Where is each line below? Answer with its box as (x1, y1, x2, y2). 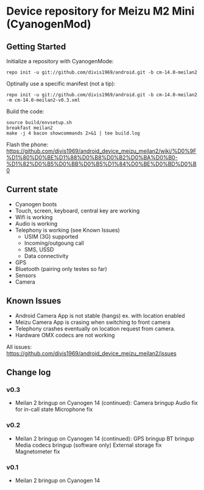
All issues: (6, 343, 32, 351)
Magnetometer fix (15, 447, 60, 455)
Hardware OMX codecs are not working (15, 331, 115, 338)
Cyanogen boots (15, 200, 57, 208)
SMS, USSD (24, 245, 54, 253)
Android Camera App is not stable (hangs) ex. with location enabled (15, 312, 185, 319)
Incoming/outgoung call (24, 239, 84, 247)
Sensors (15, 271, 37, 279)
